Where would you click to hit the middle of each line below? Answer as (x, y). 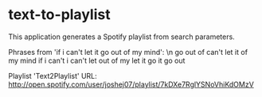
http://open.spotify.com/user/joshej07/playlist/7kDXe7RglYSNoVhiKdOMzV (131, 84)
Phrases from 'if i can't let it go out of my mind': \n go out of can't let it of (128, 52)
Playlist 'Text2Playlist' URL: (53, 76)
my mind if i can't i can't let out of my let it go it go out (97, 60)
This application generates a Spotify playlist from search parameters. (121, 37)
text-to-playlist (59, 15)
